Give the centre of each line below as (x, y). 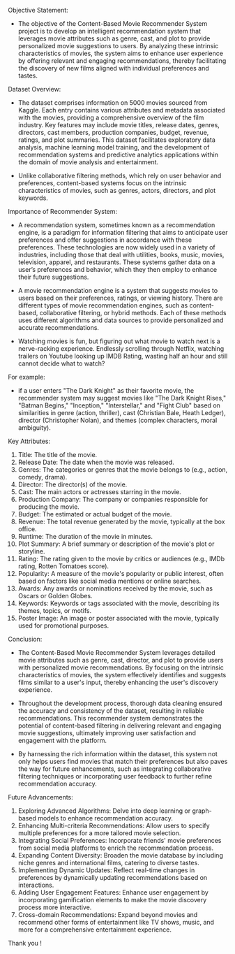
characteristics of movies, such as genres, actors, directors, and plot (117, 190)
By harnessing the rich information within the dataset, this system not (118, 754)
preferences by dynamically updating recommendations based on (113, 877)
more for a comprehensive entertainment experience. (94, 930)
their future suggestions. (53, 277)
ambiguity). (35, 428)
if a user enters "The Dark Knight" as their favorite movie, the (106, 390)
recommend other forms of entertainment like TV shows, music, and (116, 922)
